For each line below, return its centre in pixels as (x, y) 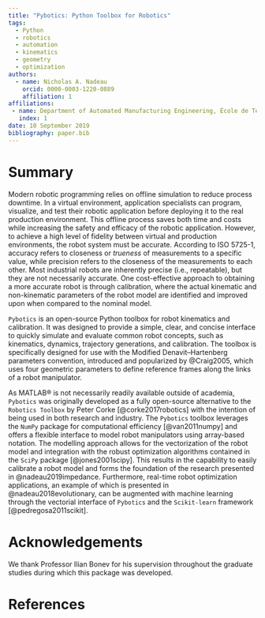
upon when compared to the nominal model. (80, 303)
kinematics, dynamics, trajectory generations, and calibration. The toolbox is (132, 344)
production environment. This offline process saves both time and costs (125, 219)
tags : (17, 23)
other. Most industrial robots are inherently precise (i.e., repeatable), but (125, 269)
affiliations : (32, 104)
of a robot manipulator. (45, 377)
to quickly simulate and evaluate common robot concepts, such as (116, 335)
